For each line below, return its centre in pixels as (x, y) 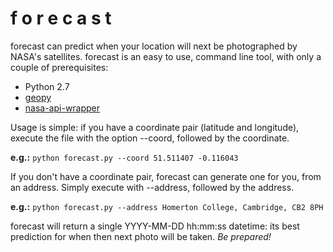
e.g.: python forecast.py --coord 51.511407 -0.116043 (124, 157)
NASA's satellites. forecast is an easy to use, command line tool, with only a (166, 56)
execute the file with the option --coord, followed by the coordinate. (150, 138)
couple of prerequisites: (59, 67)
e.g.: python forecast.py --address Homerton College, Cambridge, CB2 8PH (167, 206)
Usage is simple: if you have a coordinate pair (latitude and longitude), (155, 127)
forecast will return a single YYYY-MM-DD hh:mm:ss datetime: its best (155, 226)
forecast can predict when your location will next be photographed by (154, 46)
